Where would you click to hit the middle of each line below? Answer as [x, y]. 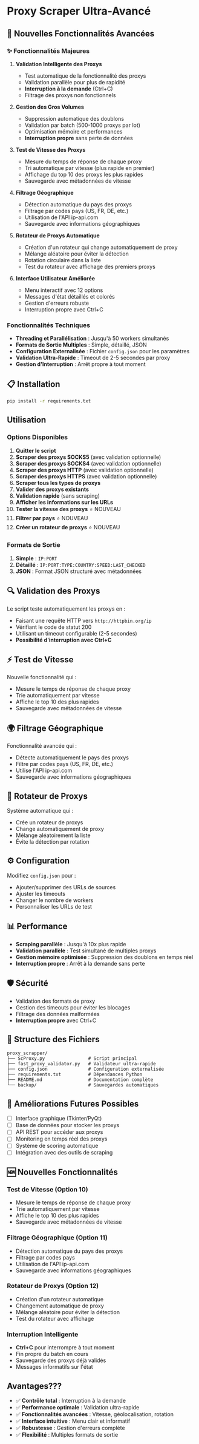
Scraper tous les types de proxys [58, 483]
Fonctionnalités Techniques [48, 325]
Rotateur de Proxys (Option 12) [53, 1286]
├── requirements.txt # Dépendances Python [75, 1075]
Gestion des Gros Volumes [50, 107]
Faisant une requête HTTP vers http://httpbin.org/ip [83, 620]
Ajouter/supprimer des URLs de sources [66, 887]
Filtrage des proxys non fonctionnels [70, 95]
